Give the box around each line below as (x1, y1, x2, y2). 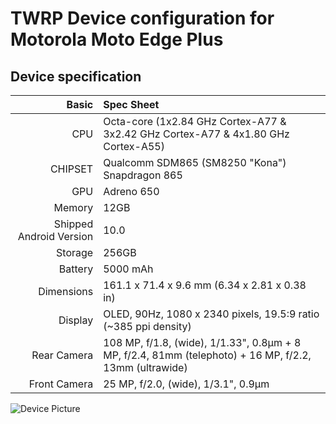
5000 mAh (103, 262, 154, 276)
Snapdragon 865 (103, 168, 183, 182)
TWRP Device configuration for (10, 7, 275, 30)
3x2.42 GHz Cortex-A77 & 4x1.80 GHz (103, 127, 290, 141)
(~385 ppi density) (103, 320, 192, 333)
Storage (56, 246, 94, 259)
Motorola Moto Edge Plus (10, 28, 224, 51)
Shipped (53, 217, 94, 231)
